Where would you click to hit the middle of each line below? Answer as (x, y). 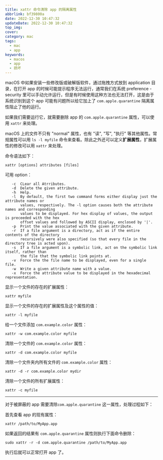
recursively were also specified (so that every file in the (83, 239)
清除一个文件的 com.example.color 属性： (46, 343)
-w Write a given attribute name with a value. (61, 269)
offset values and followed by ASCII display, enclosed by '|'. (86, 222)
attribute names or (25, 201)
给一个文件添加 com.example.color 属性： (46, 325)
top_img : (14, 28)
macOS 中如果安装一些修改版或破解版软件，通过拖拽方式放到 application (78, 82)
